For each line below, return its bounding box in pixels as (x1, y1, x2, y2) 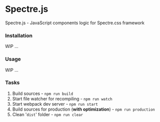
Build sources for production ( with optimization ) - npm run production (12, 106, 155, 112)
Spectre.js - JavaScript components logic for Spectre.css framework (5, 20, 145, 26)
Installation (5, 32, 33, 39)
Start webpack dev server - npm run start (12, 101, 98, 107)
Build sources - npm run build (12, 90, 73, 96)
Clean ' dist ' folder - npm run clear (12, 111, 83, 117)
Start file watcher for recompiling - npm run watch (12, 95, 112, 102)
